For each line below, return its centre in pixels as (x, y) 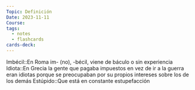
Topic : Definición (29, 12)
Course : (16, 23)
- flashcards (28, 39)
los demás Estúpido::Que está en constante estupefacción (78, 80)
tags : (13, 28)
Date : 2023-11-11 (28, 17)
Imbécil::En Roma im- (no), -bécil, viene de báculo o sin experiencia (90, 62)
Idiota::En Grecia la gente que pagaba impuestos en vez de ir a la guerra (95, 68)
